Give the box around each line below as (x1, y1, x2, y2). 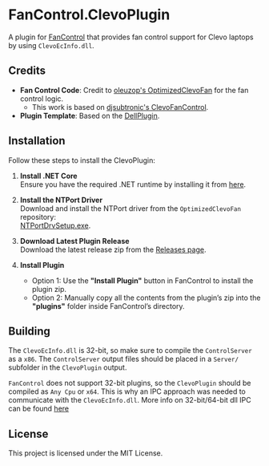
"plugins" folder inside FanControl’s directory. (31, 301, 186, 310)
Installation (8, 134, 66, 148)
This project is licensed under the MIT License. (8, 448, 163, 458)
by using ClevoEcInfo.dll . (8, 40, 94, 50)
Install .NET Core (19, 171, 78, 180)
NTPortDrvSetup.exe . (19, 221, 91, 230)
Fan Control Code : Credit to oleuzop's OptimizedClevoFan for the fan (19, 85, 249, 95)
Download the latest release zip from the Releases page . (19, 245, 207, 254)
